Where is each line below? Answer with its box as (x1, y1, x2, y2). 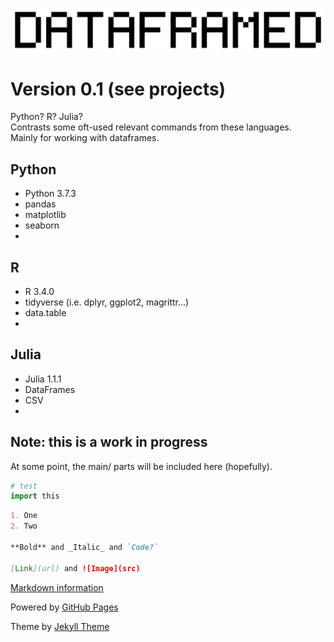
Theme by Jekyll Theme (10, 620, 110, 632)
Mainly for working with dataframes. (10, 132, 160, 144)
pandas (24, 198, 57, 210)
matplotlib (24, 209, 67, 221)
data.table (24, 306, 67, 318)
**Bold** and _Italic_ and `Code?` (10, 542, 159, 552)
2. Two (10, 521, 38, 532)
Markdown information (10, 581, 104, 593)
